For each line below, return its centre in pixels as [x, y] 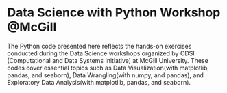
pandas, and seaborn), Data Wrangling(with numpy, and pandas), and [106, 75]
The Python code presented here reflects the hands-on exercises [99, 46]
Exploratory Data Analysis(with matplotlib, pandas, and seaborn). [99, 82]
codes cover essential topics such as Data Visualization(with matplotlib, [108, 68]
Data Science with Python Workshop [114, 13]
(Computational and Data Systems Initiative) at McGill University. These [108, 60]
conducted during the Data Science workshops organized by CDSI [101, 53]
